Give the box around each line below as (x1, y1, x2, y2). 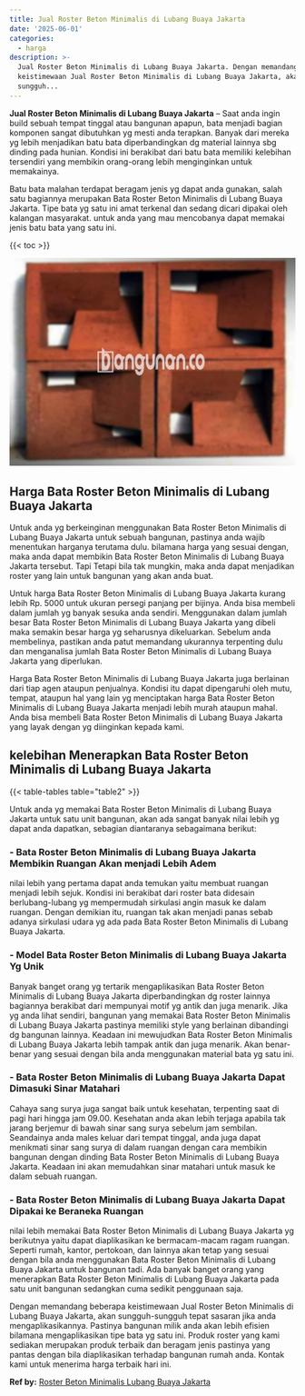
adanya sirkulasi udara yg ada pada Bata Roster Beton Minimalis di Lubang (9, 916, 289, 927)
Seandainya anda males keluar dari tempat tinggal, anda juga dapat (9, 1132, 261, 1142)
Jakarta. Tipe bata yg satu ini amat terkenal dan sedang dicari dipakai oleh (9, 203, 288, 214)
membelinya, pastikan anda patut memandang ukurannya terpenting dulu (9, 636, 283, 647)
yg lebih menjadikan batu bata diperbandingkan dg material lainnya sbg (9, 136, 277, 147)
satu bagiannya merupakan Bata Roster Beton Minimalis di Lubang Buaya (9, 193, 283, 204)
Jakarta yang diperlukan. (9, 655, 103, 667)
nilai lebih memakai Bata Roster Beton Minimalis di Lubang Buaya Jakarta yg (9, 1225, 295, 1236)
